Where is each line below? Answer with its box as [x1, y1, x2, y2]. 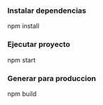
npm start [7, 55, 36, 64]
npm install [7, 22, 40, 31]
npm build [7, 89, 37, 98]
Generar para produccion [7, 73, 97, 83]
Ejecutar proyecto [7, 40, 71, 50]
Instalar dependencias [7, 6, 87, 16]
